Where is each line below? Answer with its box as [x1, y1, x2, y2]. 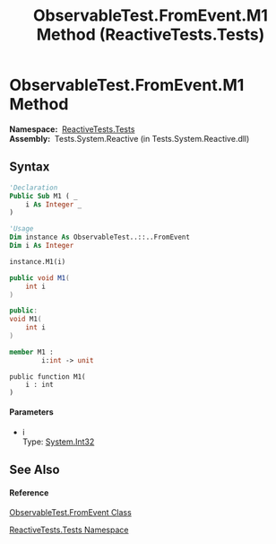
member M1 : [9, 347, 54, 356]
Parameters [9, 407, 54, 417]
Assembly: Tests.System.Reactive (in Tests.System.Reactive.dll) [9, 133, 250, 144]
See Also [9, 462, 60, 478]
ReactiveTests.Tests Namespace [9, 524, 129, 535]
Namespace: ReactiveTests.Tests [9, 123, 135, 135]
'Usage [9, 224, 34, 233]
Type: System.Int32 [22, 436, 95, 447]
